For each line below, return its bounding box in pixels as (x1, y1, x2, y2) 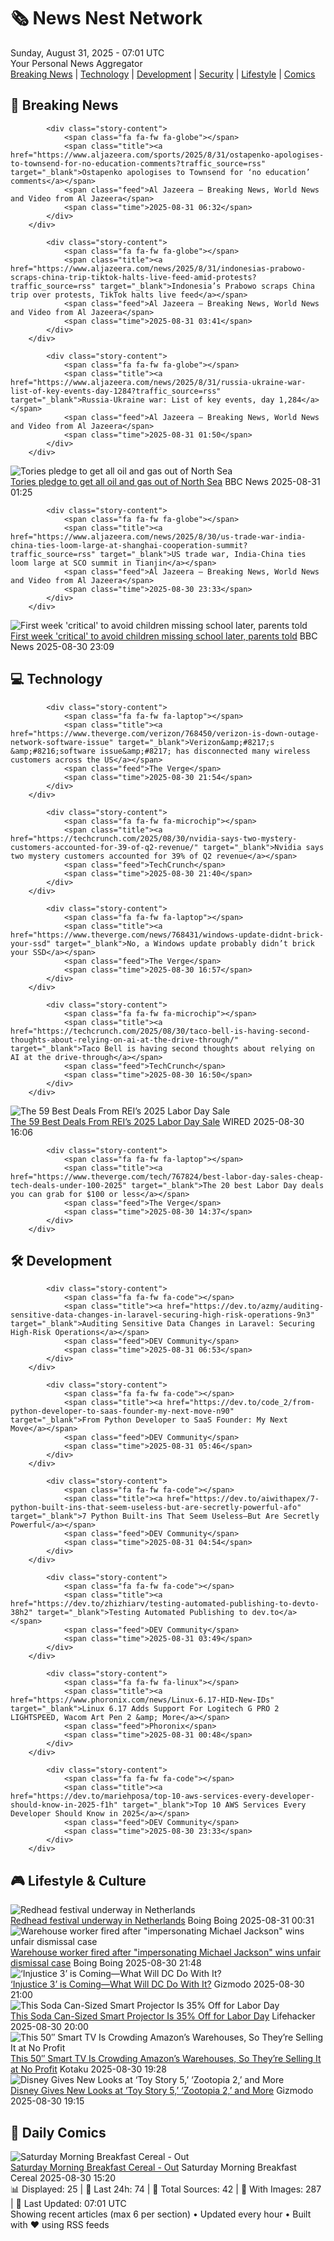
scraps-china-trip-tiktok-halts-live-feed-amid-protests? (10, 272, 257, 282)
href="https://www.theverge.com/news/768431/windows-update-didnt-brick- (10, 930, 325, 940)
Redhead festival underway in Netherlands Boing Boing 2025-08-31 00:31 (10, 1915, 315, 1927)
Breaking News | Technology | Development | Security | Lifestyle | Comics (10, 68, 316, 80)
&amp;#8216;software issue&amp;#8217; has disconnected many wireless (10, 746, 311, 756)
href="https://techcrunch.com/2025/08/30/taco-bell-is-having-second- (10, 1026, 311, 1036)
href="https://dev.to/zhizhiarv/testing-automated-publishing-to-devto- (10, 1599, 320, 1609)
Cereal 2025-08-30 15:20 (10, 2172, 117, 2184)
